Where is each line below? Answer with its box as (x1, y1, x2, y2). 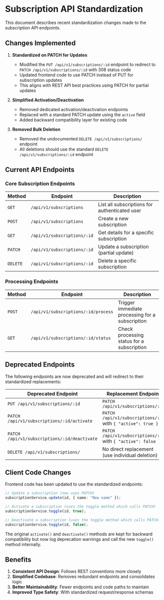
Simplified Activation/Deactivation (12, 97, 84, 103)
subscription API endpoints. (5, 24, 61, 30)
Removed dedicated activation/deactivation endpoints (19, 106, 128, 112)
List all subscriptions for (98, 201, 153, 208)
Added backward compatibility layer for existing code (19, 116, 127, 123)
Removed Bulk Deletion (12, 126, 61, 132)
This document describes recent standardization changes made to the (5, 20, 146, 25)
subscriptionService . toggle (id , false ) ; (5, 522, 89, 527)
